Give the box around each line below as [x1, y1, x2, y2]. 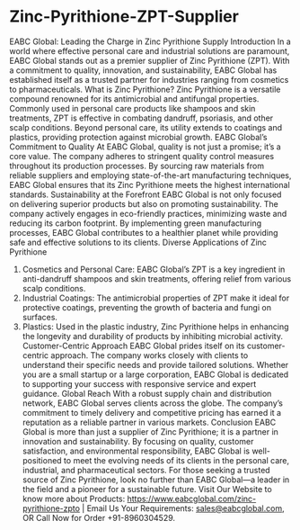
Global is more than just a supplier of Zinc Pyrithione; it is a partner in [22, 426, 278, 437]
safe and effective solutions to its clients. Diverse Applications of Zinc [9, 237, 268, 247]
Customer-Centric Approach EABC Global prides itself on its [22, 340, 245, 351]
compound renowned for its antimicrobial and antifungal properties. [9, 93, 260, 104]
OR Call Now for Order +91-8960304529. [22, 512, 176, 523]
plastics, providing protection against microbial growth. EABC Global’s [9, 131, 268, 142]
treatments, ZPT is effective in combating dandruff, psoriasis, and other [9, 112, 274, 123]
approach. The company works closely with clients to [50, 349, 249, 361]
